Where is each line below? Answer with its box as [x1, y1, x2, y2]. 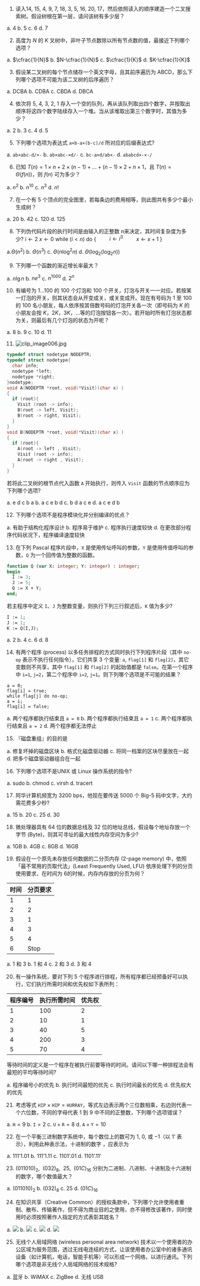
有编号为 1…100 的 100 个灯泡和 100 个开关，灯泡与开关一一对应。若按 [15, 287, 187, 294]
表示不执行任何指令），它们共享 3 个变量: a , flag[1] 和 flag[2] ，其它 [22, 656, 189, 663]
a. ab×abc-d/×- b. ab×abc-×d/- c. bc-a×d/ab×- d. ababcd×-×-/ [7, 151, 153, 158]
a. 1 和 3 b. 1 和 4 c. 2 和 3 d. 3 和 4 [7, 960, 92, 967]
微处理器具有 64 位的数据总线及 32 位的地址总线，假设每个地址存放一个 [15, 823, 191, 831]
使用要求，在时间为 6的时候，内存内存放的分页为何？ [15, 870, 145, 877]
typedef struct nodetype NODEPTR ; [7, 352, 93, 358]
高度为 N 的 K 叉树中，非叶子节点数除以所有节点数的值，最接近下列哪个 [15, 37, 191, 43]
